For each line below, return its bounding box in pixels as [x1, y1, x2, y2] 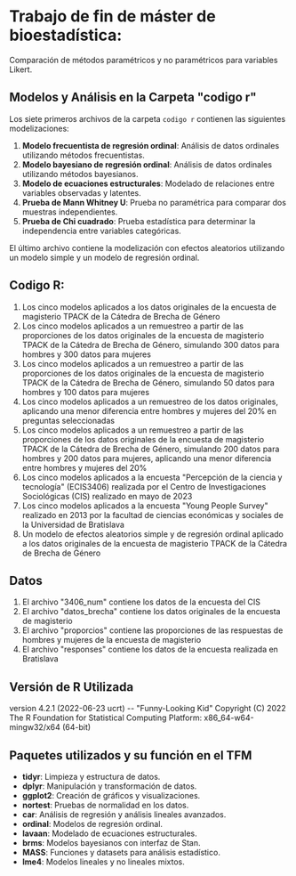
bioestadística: [9, 25, 123, 45]
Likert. [9, 64, 33, 75]
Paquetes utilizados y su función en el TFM [9, 748, 252, 763]
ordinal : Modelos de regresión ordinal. [21, 819, 163, 829]
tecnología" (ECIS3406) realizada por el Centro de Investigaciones [21, 481, 267, 491]
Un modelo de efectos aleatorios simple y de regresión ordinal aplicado [21, 528, 284, 539]
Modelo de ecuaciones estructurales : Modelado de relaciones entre [21, 178, 276, 189]
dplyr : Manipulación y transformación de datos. [21, 781, 197, 791]
